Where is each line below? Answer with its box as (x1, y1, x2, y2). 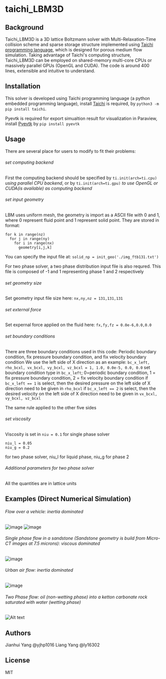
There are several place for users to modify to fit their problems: (5, 148, 136, 154)
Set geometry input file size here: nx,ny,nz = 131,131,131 (5, 295, 123, 301)
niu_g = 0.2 (5, 445, 30, 450)
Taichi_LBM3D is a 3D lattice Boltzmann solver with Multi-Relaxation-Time (5, 36, 156, 42)
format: (5, 223, 20, 229)
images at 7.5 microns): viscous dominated (12, 540, 100, 546)
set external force (5, 306, 42, 312)
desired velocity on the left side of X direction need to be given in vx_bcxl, (5, 390, 158, 396)
